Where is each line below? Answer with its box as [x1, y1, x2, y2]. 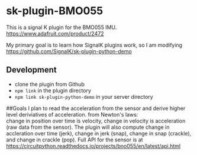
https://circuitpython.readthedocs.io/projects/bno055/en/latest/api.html [6, 142, 181, 149]
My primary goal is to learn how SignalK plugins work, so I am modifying [6, 41, 182, 49]
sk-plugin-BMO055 [6, 4, 104, 18]
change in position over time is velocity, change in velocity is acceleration [6, 117, 186, 124]
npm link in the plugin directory [14, 87, 92, 94]
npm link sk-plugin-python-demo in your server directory [14, 93, 153, 100]
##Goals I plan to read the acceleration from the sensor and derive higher [6, 105, 186, 112]
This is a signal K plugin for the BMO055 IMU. [6, 24, 117, 31]
